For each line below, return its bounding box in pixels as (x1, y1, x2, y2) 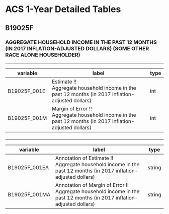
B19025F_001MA (8, 191, 51, 198)
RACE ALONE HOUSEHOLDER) (5, 51, 80, 58)
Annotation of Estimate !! (55, 155, 114, 162)
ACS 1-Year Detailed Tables (5, 4, 121, 15)
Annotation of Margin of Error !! (55, 181, 129, 188)
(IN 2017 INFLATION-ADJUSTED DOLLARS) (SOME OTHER (5, 45, 149, 52)
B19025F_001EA (8, 164, 49, 171)
